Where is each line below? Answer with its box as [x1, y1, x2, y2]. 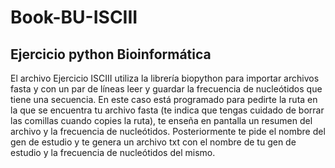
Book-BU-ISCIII [10, 6, 138, 29]
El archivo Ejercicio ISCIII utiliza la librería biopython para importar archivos [10, 72, 320, 84]
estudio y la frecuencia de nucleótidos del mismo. [10, 147, 216, 158]
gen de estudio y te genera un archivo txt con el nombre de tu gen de [10, 136, 297, 148]
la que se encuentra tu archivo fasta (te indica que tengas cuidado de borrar [10, 104, 325, 116]
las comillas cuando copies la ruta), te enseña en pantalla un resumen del [10, 115, 313, 126]
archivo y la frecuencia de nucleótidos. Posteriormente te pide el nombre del [10, 126, 326, 137]
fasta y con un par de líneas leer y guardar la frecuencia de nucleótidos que [10, 83, 323, 95]
